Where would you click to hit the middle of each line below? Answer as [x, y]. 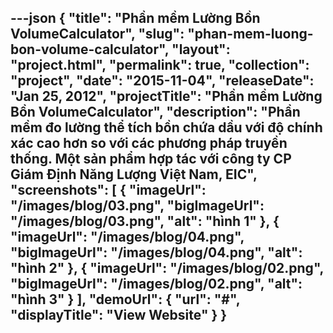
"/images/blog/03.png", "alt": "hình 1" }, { [145, 221]
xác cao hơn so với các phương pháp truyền [149, 143]
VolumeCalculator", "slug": [97, 34]
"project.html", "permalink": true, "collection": [160, 65]
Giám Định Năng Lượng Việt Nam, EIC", [134, 174]
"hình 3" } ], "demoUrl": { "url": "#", [125, 299]
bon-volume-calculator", [90, 49]
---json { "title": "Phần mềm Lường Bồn [135, 18]
